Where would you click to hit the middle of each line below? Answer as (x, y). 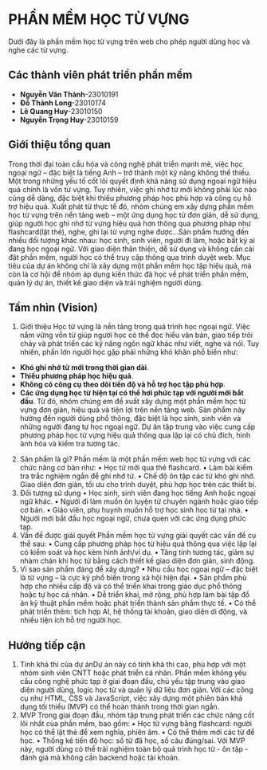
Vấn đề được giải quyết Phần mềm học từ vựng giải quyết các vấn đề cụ (138, 536)
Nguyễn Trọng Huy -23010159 (69, 120)
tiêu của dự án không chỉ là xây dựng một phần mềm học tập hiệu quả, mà (130, 265)
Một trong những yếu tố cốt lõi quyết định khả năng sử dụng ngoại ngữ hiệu (132, 181)
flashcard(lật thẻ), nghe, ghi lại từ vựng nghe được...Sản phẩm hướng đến (129, 232)
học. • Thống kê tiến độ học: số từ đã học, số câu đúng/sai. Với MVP (132, 741)
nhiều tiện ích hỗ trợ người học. (71, 620)
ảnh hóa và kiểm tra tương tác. (70, 444)
